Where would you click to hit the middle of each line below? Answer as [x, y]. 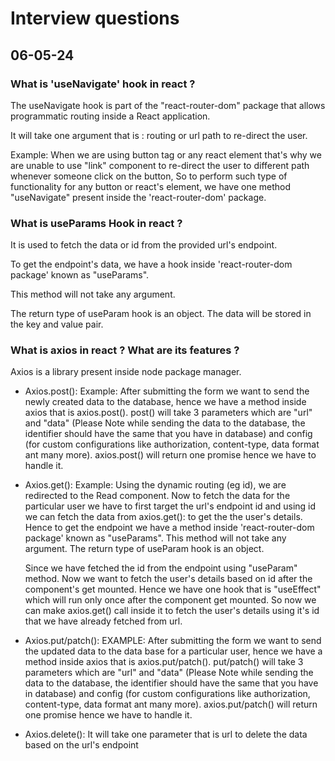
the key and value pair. [57, 324]
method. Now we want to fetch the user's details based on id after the [168, 579]
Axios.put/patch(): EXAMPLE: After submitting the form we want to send [173, 641]
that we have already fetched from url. [103, 621]
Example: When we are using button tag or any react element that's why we [166, 154]
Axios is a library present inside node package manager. [126, 372]
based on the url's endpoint [81, 745]
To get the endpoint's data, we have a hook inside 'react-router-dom [151, 264]
